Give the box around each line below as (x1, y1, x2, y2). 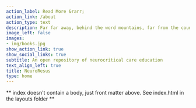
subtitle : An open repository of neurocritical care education (6, 57, 163, 63)
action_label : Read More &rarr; (6, 8, 85, 15)
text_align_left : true (6, 62, 61, 69)
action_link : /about (6, 14, 57, 20)
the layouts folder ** (6, 95, 55, 102)
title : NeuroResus (6, 68, 51, 74)
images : (6, 35, 25, 41)
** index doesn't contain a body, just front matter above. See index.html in (6, 89, 184, 96)
